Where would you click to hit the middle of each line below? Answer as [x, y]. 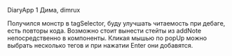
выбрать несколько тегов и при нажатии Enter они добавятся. [100, 45]
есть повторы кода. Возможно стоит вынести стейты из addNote [104, 31]
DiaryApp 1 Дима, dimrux [44, 10]
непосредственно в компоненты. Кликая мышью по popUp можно [107, 38]
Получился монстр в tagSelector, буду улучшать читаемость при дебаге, [116, 23]
